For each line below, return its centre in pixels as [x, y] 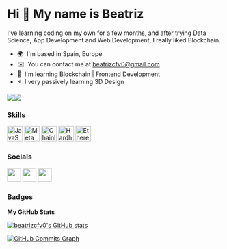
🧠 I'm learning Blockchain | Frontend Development [89, 74]
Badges [20, 197]
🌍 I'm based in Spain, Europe [59, 53]
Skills [16, 114]
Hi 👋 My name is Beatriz [76, 14]
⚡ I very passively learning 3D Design [70, 81]
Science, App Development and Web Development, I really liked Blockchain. [114, 40]
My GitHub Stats [31, 212]
